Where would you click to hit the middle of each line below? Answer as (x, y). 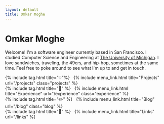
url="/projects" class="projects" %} (41, 83)
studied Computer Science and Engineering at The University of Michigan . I (82, 58)
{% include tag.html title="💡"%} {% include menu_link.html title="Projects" (82, 78)
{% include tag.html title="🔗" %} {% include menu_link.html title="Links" (80, 112)
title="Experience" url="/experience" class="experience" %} (67, 94)
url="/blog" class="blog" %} (34, 106)
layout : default (22, 10)
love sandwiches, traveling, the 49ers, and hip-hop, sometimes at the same (82, 63)
